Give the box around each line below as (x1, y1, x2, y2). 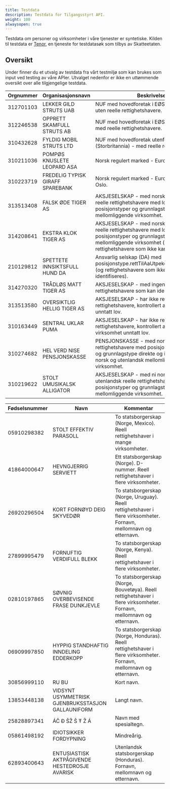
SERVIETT (52, 469, 77, 477)
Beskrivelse (137, 92, 166, 99)
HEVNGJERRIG (52, 463, 89, 470)
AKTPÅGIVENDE (52, 756, 92, 764)
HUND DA (42, 270, 66, 277)
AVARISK (52, 769, 74, 776)
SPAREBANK (42, 184, 73, 192)
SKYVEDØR (52, 513, 80, 520)
